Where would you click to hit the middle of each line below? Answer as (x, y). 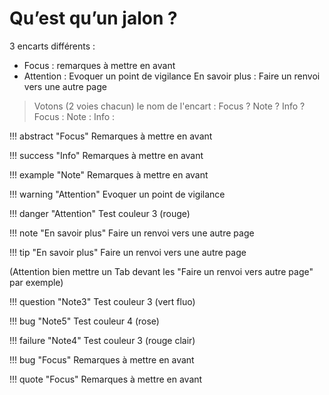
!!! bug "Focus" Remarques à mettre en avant (102, 359)
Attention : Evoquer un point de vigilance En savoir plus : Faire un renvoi (172, 76)
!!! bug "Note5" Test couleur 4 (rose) (84, 321)
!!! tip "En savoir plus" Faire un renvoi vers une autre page (128, 252)
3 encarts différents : (52, 46)
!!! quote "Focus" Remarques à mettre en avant (106, 379)
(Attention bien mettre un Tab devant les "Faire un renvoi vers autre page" (161, 271)
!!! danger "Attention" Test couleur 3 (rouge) (100, 213)
